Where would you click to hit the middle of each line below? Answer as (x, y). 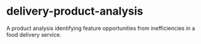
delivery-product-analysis (75, 11)
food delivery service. (34, 34)
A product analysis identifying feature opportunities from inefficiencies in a (101, 28)
